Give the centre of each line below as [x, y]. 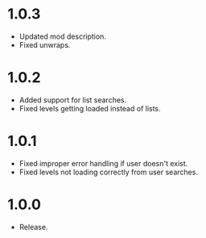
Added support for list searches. [72, 100]
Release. [33, 227]
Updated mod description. [62, 36]
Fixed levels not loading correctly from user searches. [109, 172]
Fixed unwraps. [45, 44]
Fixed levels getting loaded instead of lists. [90, 108]
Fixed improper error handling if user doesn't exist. [103, 163]
